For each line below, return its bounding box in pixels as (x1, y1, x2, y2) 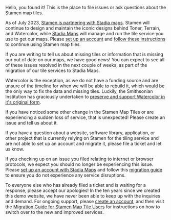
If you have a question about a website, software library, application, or (5, 130, 155, 136)
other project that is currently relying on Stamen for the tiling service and (5, 135, 159, 141)
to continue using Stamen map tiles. (5, 41, 81, 47)
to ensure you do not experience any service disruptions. (5, 172, 126, 178)
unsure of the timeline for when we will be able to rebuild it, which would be (5, 83, 165, 89)
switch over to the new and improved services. (5, 209, 104, 215)
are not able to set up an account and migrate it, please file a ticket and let (5, 140, 162, 146)
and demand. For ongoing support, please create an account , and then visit (5, 199, 164, 204)
